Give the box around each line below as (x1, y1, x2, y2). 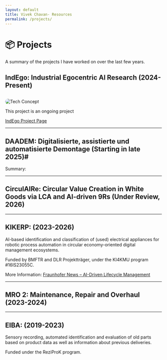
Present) (5, 81, 33, 90)
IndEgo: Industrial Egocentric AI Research (5, 73, 137, 82)
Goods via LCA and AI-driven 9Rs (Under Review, (5, 193, 160, 201)
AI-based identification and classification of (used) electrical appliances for (5, 236, 160, 242)
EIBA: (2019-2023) (5, 321, 65, 329)
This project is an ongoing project (5, 108, 74, 115)
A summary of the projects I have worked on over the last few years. (5, 59, 145, 65)
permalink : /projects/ (5, 16, 52, 21)
